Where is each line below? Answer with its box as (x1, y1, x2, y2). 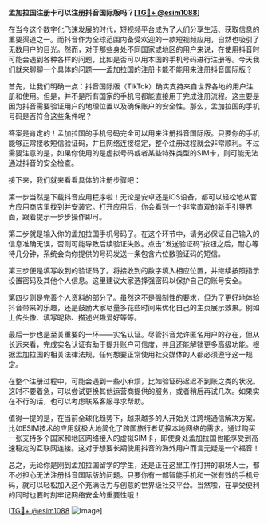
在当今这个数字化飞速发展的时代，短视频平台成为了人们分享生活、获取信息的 (8, 25, 260, 34)
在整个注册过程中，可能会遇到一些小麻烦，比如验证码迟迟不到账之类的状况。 (8, 376, 260, 386)
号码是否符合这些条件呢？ (8, 112, 93, 120)
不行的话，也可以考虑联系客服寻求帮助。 (14, 396, 148, 406)
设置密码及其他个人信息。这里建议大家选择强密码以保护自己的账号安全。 (8, 276, 246, 285)
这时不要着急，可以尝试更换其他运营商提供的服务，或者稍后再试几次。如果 (8, 387, 253, 395)
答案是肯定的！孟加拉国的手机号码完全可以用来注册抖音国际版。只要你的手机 (8, 128, 260, 138)
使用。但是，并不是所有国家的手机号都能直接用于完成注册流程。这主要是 (22, 92, 260, 100)
